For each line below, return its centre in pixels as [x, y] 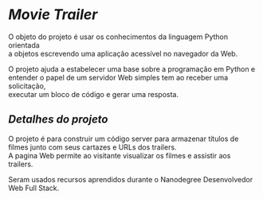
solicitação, [27, 86]
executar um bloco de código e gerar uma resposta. [94, 94]
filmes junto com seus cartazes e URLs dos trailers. [92, 147]
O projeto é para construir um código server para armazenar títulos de [124, 139]
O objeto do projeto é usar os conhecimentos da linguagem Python [118, 37]
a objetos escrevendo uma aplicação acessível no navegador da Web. [123, 53]
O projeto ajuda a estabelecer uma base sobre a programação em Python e [132, 68]
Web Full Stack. [34, 188]
